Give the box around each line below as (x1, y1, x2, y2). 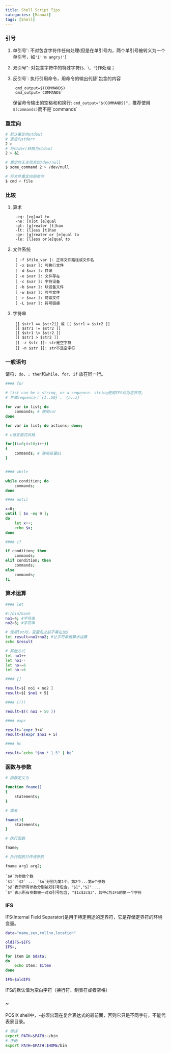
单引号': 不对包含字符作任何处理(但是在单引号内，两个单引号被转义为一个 (12, 47, 166, 54)
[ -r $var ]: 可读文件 (15, 295, 60, 301)
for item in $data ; (5, 954, 47, 959)
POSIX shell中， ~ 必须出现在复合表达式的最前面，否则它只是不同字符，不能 (5, 1012, 161, 1018)
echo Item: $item (14, 963, 51, 968)
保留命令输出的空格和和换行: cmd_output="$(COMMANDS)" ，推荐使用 (12, 99, 151, 106)
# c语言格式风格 (5, 432, 35, 438)
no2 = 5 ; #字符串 (5, 621, 36, 626)
